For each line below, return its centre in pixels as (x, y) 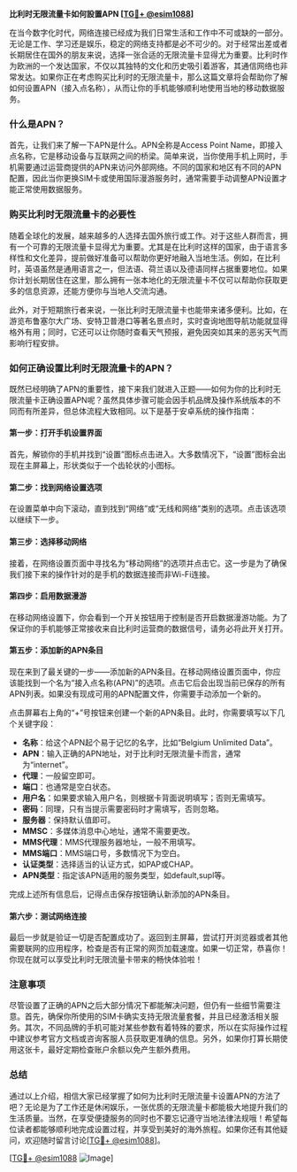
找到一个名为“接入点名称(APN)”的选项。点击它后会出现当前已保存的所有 (155, 682)
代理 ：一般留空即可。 (61, 775)
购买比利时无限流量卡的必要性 (73, 214)
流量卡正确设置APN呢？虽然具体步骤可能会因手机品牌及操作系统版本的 (145, 400)
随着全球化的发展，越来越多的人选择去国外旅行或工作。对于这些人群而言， (145, 235)
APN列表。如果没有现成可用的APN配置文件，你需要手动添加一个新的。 (138, 693)
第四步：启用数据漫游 (48, 596)
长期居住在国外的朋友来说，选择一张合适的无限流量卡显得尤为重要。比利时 (145, 55)
